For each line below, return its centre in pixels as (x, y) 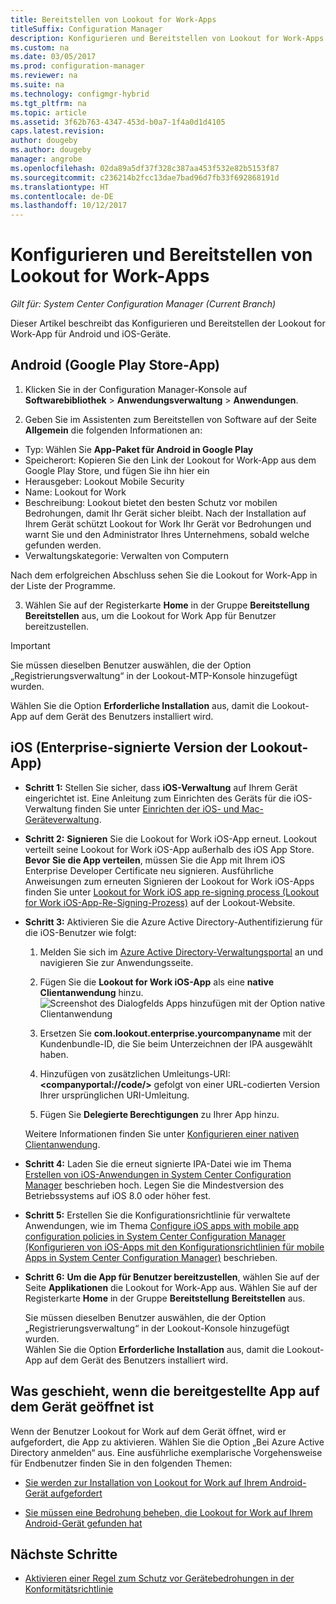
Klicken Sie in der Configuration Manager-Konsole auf (136, 389)
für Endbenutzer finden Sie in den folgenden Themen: (121, 1463)
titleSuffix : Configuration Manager (86, 29)
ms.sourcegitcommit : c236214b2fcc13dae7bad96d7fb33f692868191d (145, 177)
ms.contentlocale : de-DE (62, 196)
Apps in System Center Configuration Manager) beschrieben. (151, 1257)
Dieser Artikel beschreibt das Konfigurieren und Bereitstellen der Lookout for (168, 323)
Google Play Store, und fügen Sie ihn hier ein (117, 470)
